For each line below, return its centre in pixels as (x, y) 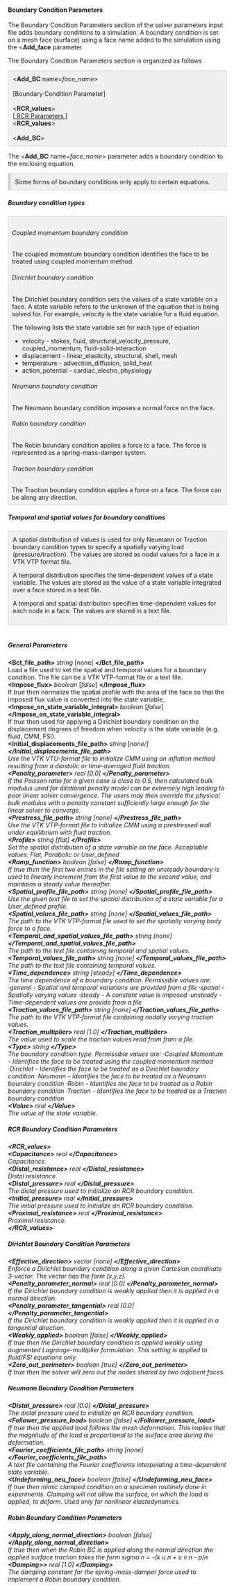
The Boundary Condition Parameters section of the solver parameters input (116, 25)
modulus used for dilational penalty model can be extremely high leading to (116, 788)
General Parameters (38, 645)
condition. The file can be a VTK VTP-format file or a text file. (95, 677)
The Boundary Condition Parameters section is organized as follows (105, 61)
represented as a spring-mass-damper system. (80, 453)
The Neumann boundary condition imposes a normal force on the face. (114, 407)
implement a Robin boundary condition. (65, 1579)
